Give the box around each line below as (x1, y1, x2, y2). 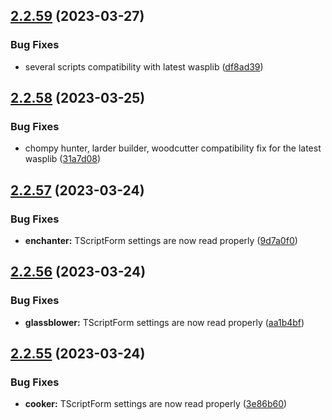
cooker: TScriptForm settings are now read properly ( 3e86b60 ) (24, 398, 288, 410)
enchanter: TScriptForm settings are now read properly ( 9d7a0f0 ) (24, 235, 298, 247)
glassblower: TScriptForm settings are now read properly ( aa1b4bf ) (24, 316, 305, 328)
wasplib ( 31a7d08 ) (24, 153, 102, 165)
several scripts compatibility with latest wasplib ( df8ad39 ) (24, 60, 264, 73)
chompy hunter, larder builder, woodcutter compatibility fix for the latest (24, 142, 322, 154)
